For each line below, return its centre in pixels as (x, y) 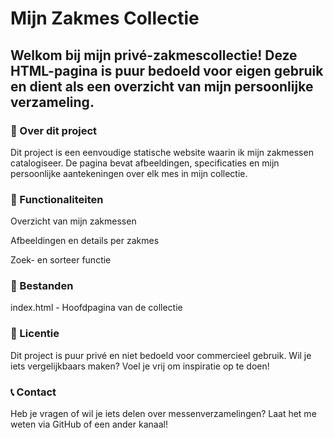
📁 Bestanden (42, 286)
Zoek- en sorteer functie (61, 260)
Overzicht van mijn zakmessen (73, 221)
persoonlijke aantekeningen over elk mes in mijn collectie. (129, 173)
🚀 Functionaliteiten (57, 199)
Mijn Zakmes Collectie (105, 18)
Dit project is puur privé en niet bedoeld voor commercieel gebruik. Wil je (161, 355)
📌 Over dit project (54, 130)
